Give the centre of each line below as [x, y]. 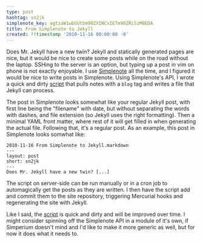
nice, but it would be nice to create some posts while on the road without [97, 58]
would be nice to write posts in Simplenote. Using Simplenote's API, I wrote [100, 78]
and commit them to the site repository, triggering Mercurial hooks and [95, 196]
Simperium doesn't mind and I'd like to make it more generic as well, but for [101, 227]
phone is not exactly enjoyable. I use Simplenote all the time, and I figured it [101, 71]
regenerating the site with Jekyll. [47, 203]
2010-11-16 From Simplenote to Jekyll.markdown [68, 146]
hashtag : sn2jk [25, 18]
